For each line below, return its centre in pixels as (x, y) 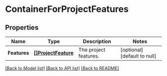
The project (92, 50)
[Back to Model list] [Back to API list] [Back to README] (62, 68)
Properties (22, 28)
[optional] (132, 50)
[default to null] (138, 56)
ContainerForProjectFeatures (67, 9)
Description (97, 41)
